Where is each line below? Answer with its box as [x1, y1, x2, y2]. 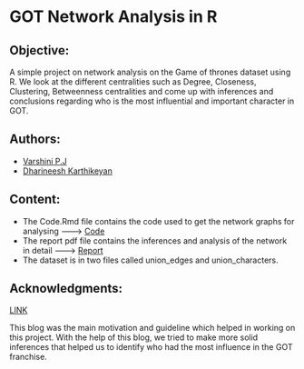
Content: [9, 192, 61, 207]
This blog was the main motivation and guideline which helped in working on [9, 323, 296, 334]
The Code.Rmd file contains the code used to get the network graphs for [22, 215, 295, 226]
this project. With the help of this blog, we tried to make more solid [9, 332, 259, 343]
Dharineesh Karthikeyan [22, 165, 113, 176]
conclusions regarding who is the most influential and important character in [9, 95, 295, 106]
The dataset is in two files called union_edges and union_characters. [22, 254, 279, 265]
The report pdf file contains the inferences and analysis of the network [22, 234, 288, 246]
